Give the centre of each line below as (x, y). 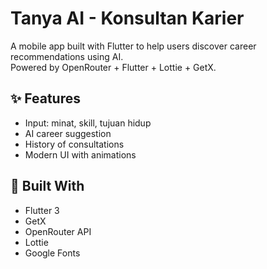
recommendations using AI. (67, 56)
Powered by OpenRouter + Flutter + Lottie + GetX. (113, 67)
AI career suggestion (68, 133)
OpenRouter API (58, 231)
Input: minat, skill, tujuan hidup (88, 123)
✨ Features (45, 98)
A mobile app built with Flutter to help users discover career (133, 46)
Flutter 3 (42, 210)
